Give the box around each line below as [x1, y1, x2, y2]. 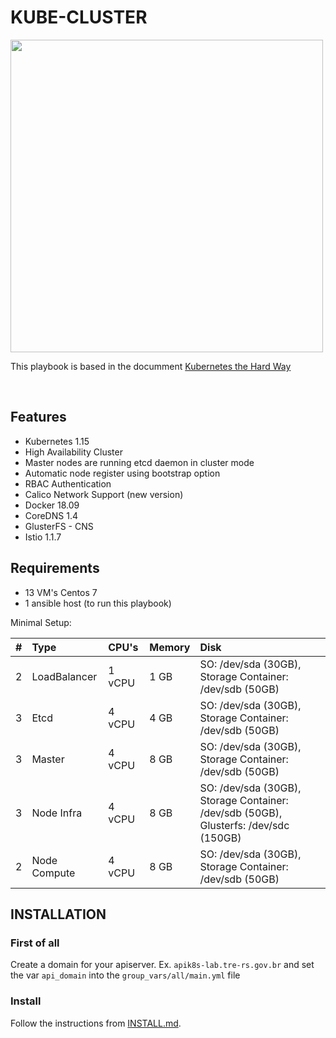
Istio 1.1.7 [24, 531, 62, 543]
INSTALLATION [10, 906, 107, 923]
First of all [10, 936, 60, 950]
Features [10, 409, 67, 426]
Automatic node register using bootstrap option [24, 467, 221, 479]
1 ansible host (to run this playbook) [24, 597, 172, 609]
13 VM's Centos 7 [24, 586, 98, 598]
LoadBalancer [31, 669, 98, 683]
